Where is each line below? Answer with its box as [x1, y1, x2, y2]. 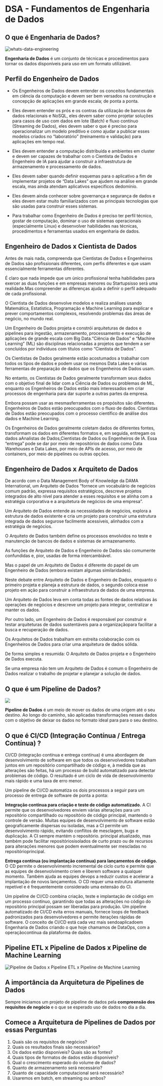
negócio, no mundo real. [5, 315, 54, 321]
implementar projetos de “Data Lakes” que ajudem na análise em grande [12, 178, 158, 184]
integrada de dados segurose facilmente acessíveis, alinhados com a [5, 518, 144, 524]
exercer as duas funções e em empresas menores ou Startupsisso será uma [5, 280, 158, 286]
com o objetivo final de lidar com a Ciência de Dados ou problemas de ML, [5, 380, 155, 386]
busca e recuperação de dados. [5, 627, 69, 633]
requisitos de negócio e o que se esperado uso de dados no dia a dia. [5, 1004, 146, 1010]
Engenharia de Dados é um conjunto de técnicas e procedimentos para [5, 56, 149, 61]
